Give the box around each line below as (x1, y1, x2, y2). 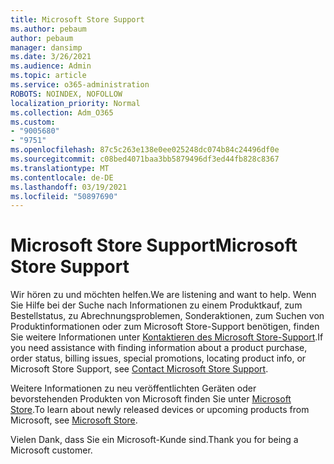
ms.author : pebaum (10, 24, 87, 34)
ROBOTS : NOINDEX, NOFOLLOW (10, 89, 123, 99)
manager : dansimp (10, 42, 83, 53)
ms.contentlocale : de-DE (10, 172, 114, 183)
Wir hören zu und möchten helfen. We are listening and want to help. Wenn (10, 289, 317, 301)
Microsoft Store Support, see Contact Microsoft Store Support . (10, 363, 269, 375)
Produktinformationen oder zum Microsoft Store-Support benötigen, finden (10, 321, 320, 333)
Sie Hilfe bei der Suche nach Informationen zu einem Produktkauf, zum (10, 299, 303, 311)
